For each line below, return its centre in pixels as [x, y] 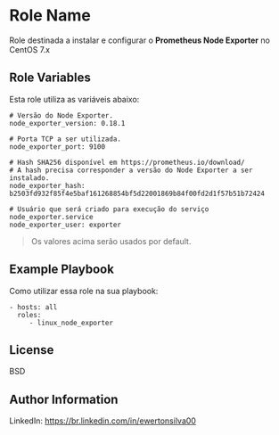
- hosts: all [33, 307]
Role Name [50, 16]
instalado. [29, 178]
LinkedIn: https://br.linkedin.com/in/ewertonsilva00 [103, 421]
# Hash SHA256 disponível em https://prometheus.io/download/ [127, 162]
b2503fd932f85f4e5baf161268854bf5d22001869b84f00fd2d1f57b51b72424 [137, 193]
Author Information [64, 399]
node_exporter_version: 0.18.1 [67, 123]
